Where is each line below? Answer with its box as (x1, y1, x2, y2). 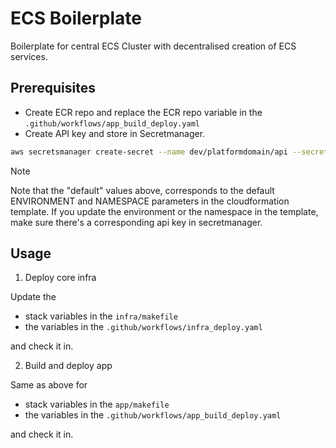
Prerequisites (10, 80, 96, 97)
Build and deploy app (24, 360, 113, 372)
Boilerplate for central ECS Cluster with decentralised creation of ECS (10, 40, 297, 52)
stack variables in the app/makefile (24, 398, 170, 411)
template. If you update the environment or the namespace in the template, (10, 205, 319, 217)
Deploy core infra (24, 272, 97, 284)
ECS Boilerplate (10, 7, 142, 30)
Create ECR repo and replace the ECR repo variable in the (24, 106, 263, 118)
